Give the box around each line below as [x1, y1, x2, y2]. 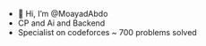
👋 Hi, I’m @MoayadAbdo [17, 9, 108, 19]
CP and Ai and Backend [17, 18, 106, 28]
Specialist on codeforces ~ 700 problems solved [17, 27, 197, 37]
